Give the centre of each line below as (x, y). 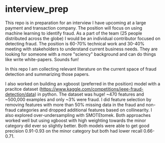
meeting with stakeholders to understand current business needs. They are (81, 49)
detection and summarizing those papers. (48, 74)
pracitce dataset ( (23, 89)
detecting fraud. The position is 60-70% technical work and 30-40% (75, 43)
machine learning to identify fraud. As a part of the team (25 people (74, 33)
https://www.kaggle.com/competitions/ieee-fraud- (92, 89)
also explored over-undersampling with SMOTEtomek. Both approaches (78, 115)
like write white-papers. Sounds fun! (42, 59)
